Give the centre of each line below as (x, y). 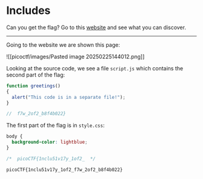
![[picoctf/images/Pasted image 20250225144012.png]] (76, 56)
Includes (28, 11)
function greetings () (34, 86)
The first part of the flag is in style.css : (55, 126)
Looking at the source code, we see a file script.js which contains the (95, 68)
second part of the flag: (36, 75)
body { (14, 137)
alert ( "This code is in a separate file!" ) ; (69, 97)
